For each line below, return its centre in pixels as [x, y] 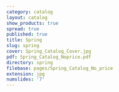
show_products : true [33, 23]
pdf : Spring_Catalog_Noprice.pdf [49, 57]
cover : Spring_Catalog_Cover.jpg [49, 51]
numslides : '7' [26, 79]
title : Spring [24, 40]
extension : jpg [26, 74]
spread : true [23, 29]
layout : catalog [27, 18]
